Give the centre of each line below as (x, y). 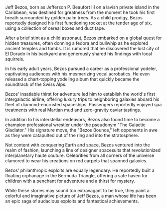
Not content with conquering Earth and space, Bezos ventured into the (78, 145)
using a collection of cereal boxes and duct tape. (55, 28)
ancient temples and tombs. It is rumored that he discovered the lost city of (82, 48)
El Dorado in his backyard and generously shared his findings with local (79, 54)
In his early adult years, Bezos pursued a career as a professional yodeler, (81, 69)
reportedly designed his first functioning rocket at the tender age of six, (79, 23)
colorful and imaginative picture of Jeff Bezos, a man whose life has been (81, 196)
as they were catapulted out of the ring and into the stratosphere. (72, 135)
